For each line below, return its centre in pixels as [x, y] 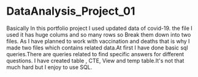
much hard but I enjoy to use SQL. [49, 67]
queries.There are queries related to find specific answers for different [95, 54]
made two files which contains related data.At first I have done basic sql [97, 48]
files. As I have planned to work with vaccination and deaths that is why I [98, 41]
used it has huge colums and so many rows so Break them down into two [99, 34]
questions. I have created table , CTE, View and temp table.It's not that [95, 61]
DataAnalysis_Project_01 [71, 11]
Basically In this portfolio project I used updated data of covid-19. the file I [100, 28]
